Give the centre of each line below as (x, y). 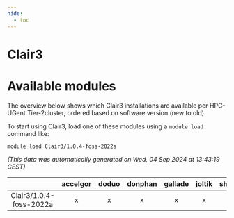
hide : (15, 14)
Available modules (62, 86)
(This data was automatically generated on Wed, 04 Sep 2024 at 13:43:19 (114, 159)
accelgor (77, 183)
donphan (142, 183)
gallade (177, 183)
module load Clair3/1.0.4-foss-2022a (62, 146)
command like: (28, 133)
